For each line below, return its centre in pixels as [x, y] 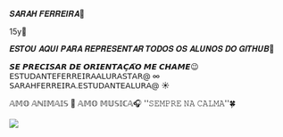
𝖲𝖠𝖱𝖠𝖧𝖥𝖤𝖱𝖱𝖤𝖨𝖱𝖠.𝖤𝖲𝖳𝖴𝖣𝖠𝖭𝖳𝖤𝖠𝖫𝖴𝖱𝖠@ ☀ [90, 85]
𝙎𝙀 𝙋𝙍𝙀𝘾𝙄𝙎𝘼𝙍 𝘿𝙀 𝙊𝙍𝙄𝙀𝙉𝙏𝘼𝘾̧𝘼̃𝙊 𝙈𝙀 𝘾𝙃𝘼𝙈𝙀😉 [104, 66]
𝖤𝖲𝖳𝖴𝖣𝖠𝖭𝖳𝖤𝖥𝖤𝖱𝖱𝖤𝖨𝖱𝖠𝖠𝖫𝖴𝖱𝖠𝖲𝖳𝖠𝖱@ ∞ [85, 76]
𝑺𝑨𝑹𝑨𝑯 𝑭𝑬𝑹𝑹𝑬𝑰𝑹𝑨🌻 [47, 14]
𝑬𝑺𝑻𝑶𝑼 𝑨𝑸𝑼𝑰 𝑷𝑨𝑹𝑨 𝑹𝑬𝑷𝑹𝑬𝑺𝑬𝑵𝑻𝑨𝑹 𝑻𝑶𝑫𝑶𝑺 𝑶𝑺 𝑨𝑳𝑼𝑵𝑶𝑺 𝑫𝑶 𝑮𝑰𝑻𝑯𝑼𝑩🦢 [142, 48]
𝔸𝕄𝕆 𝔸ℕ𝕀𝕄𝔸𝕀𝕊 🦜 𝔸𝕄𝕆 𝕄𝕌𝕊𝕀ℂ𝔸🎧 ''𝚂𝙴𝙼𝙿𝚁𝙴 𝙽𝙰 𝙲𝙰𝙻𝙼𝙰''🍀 [123, 103]
